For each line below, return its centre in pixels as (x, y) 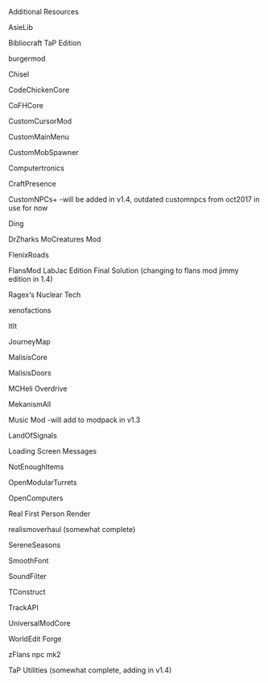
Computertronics (36, 168)
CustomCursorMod (40, 121)
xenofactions (30, 310)
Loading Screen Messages (53, 451)
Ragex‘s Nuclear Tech (45, 295)
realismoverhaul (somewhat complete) (72, 529)
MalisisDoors (30, 373)
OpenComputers (36, 498)
